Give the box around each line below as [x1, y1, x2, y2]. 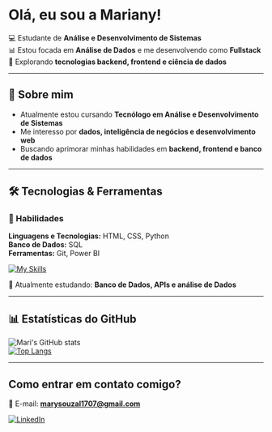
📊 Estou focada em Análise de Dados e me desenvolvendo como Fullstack [8, 45, 261, 54]
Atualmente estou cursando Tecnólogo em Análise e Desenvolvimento [19, 109, 259, 119]
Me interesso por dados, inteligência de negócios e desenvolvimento [19, 126, 257, 136]
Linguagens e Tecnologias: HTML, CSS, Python [8, 231, 170, 241]
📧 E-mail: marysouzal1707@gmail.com [8, 399, 141, 408]
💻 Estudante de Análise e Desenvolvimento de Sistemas [8, 32, 202, 42]
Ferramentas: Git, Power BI [8, 249, 100, 259]
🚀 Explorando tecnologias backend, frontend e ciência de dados [8, 57, 227, 66]
